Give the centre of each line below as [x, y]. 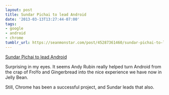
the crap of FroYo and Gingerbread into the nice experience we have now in [83, 72]
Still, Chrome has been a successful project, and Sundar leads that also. [80, 87]
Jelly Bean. [17, 77]
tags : [11, 24]
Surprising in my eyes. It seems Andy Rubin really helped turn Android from [83, 66]
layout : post [19, 10]
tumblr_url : [18, 43]
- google [14, 29]
